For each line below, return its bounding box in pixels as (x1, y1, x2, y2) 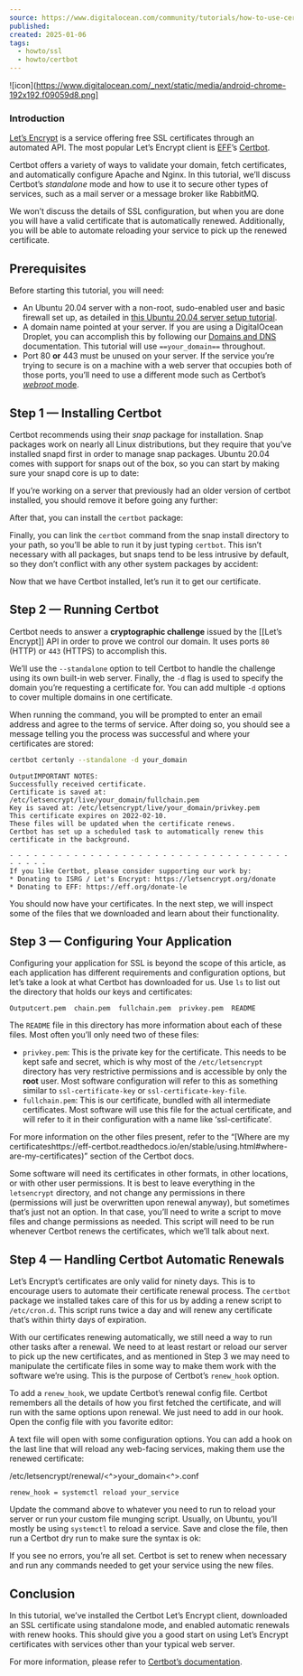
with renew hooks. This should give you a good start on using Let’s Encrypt (9, 1629, 289, 1640)
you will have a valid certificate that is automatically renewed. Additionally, (9, 216, 286, 227)
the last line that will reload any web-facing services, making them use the (9, 1444, 286, 1455)
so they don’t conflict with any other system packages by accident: (9, 558, 259, 569)
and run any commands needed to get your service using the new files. (9, 1560, 274, 1571)
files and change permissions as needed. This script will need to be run (9, 1216, 275, 1227)
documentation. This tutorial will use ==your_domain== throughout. (22, 340, 266, 352)
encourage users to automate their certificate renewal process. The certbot (9, 1286, 291, 1297)
